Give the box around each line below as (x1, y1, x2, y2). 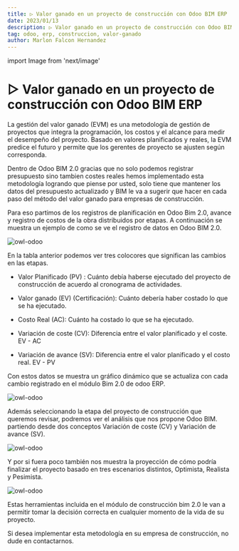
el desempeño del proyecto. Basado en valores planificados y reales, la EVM (7, 135, 232, 144)
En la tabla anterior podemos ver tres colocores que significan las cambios (7, 251, 226, 260)
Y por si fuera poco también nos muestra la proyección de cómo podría (7, 458, 217, 466)
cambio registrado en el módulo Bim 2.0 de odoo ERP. (7, 379, 166, 388)
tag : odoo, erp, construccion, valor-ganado (7, 30, 142, 38)
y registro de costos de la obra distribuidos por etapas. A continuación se (7, 216, 223, 225)
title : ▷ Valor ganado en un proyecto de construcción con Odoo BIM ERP (7, 10, 228, 18)
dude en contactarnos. (7, 537, 75, 545)
